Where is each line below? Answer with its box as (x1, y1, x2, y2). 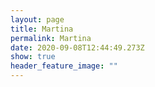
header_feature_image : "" (10, 61, 118, 71)
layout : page (10, 14, 65, 25)
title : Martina (10, 24, 74, 34)
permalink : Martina (10, 33, 92, 43)
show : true (10, 52, 56, 62)
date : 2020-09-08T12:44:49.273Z (10, 42, 145, 53)
